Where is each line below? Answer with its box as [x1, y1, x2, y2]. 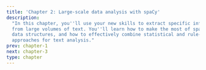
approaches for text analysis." [12, 37, 95, 43]
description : [6, 15, 40, 21]
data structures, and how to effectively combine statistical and [12, 32, 185, 38]
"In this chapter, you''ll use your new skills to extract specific [12, 20, 191, 26]
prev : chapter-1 [6, 43, 48, 49]
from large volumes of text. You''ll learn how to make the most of [12, 26, 191, 32]
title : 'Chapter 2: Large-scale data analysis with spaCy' [6, 9, 161, 15]
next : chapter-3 [6, 49, 48, 55]
